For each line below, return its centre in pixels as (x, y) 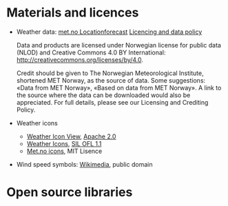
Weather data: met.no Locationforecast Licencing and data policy (109, 32)
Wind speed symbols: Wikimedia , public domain (84, 164)
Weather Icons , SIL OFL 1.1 (64, 143)
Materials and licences (73, 13)
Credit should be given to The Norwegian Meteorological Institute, (110, 73)
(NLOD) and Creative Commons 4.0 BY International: (91, 52)
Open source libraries (70, 193)
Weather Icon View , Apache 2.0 (71, 136)
